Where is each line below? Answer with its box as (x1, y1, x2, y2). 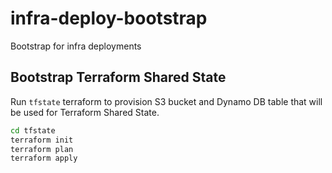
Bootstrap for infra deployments (10, 40, 142, 52)
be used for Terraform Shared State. (10, 106, 160, 118)
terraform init (10, 135, 74, 145)
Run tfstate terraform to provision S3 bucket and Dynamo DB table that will (10, 95, 323, 107)
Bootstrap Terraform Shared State (10, 69, 227, 86)
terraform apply (10, 153, 78, 164)
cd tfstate (10, 125, 56, 136)
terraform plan (10, 144, 74, 154)
